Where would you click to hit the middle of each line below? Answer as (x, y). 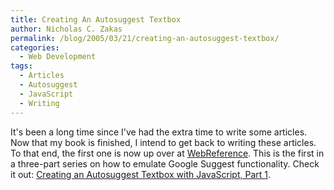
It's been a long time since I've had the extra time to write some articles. (159, 132)
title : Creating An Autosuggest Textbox (96, 19)
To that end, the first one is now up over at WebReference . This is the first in (167, 153)
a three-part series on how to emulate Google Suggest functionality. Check (165, 163)
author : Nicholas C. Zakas (66, 29)
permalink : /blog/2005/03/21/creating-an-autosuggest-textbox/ (145, 38)
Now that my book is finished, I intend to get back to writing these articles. (163, 142)
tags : (21, 66)
